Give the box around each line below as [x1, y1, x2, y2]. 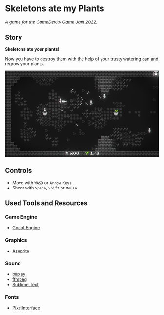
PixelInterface [12, 305, 41, 311]
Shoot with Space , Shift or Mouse [12, 185, 77, 190]
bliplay [12, 271, 26, 277]
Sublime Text [12, 281, 39, 287]
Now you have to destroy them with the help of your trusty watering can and [5, 56, 159, 62]
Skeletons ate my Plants [5, 3, 105, 14]
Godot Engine [12, 225, 40, 231]
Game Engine [5, 213, 38, 220]
